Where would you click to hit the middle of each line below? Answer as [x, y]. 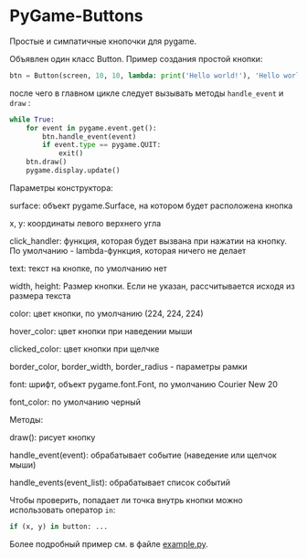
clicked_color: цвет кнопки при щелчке [85, 349]
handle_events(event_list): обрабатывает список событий [120, 482]
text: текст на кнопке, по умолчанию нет [88, 268]
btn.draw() [47, 162]
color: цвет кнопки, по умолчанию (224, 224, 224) [106, 313]
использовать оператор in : [63, 510]
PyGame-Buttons [76, 16]
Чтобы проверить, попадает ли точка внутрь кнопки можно [127, 500]
